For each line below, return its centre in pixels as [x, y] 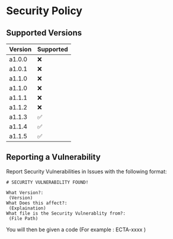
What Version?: [25, 193]
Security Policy [44, 11]
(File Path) [23, 218]
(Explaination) [27, 208]
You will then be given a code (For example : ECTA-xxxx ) [76, 230]
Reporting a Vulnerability [53, 157]
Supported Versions [44, 33]
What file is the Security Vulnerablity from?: [66, 213]
